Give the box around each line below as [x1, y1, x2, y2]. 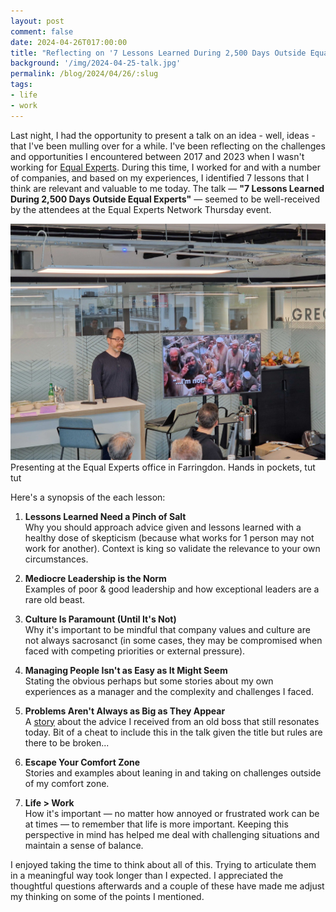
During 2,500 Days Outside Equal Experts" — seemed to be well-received [10, 193, 320, 205]
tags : [10, 80, 33, 90]
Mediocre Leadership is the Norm [24, 572, 167, 584]
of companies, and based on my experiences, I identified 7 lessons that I [10, 171, 310, 184]
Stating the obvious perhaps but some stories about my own [24, 675, 274, 687]
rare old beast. [24, 593, 86, 605]
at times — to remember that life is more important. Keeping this [24, 818, 289, 830]
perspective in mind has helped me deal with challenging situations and [24, 828, 320, 840]
